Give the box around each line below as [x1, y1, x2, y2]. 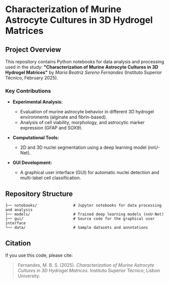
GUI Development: [12, 159, 52, 166]
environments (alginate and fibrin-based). [20, 114, 107, 120]
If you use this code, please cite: [5, 252, 73, 258]
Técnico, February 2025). [5, 75, 58, 80]
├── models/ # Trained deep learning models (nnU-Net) [5, 212, 164, 217]
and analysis [5, 208, 33, 213]
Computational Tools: [12, 135, 59, 141]
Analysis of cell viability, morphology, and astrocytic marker [20, 119, 145, 126]
